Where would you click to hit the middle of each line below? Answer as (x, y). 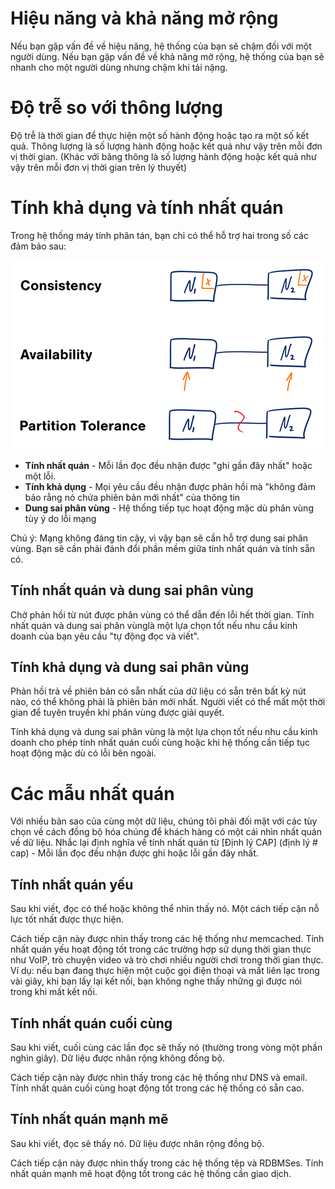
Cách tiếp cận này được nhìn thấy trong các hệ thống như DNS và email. (159, 1077)
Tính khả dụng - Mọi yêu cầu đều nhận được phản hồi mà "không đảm (170, 486)
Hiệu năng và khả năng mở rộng (144, 18)
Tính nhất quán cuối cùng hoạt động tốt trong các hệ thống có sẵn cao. (157, 1088)
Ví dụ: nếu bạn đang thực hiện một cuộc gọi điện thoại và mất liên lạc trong (165, 971)
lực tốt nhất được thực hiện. (67, 919)
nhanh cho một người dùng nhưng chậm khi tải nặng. (119, 67)
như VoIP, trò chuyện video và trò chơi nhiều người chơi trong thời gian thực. (167, 960)
